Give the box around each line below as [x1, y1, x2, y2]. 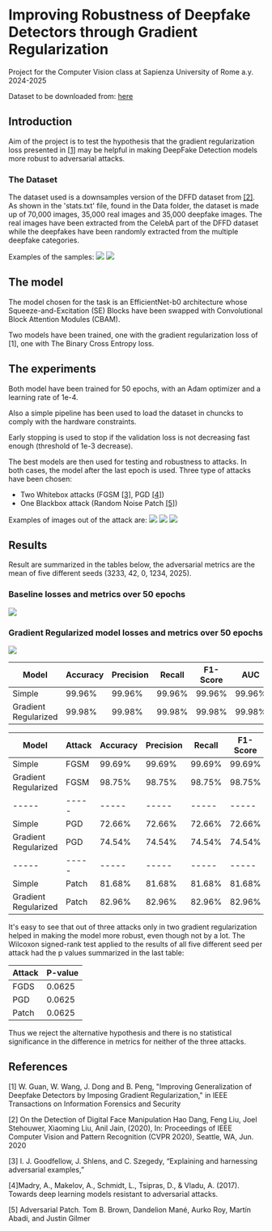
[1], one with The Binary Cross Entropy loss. [8, 338, 155, 348]
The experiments [8, 362, 96, 376]
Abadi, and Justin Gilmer [8, 1213, 91, 1223]
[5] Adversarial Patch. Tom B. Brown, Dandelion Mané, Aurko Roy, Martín [8, 1204, 252, 1214]
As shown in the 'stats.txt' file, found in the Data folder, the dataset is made [8, 201, 259, 211]
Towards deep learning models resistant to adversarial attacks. [8, 1189, 219, 1199]
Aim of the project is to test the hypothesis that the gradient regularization [8, 136, 255, 146]
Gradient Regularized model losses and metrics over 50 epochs [8, 627, 263, 638]
